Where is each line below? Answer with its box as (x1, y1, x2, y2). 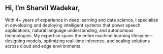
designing (5, 38, 26, 44)
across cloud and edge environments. (5, 43, 82, 49)
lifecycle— (131, 32, 153, 38)
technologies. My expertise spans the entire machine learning (5, 32, 130, 38)
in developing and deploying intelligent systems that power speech (5, 22, 141, 28)
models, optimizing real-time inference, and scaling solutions (26, 38, 150, 44)
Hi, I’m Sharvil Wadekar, (5, 4, 80, 12)
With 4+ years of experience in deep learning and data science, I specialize (5, 17, 159, 23)
